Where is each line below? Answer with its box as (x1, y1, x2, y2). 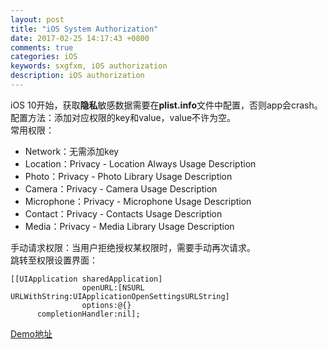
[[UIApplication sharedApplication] (10, 274, 163, 284)
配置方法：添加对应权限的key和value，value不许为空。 (10, 111, 237, 123)
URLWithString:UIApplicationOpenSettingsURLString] (10, 291, 230, 301)
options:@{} (81, 300, 132, 310)
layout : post (10, 14, 65, 25)
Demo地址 (10, 327, 53, 340)
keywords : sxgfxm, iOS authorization (10, 61, 168, 71)
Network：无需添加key (24, 145, 120, 157)
